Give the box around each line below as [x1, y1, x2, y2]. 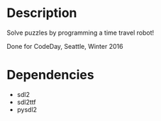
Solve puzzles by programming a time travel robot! [6, 28, 154, 37]
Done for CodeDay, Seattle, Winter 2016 [6, 42, 123, 50]
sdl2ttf [16, 98, 36, 106]
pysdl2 [16, 105, 37, 114]
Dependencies [6, 67, 94, 83]
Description [6, 5, 77, 21]
